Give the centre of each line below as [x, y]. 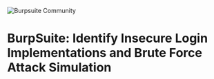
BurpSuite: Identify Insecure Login [108, 38]
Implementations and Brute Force [105, 53]
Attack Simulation [59, 68]
